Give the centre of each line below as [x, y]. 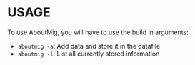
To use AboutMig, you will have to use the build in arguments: [98, 32]
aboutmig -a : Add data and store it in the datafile [89, 46]
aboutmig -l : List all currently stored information [89, 54]
